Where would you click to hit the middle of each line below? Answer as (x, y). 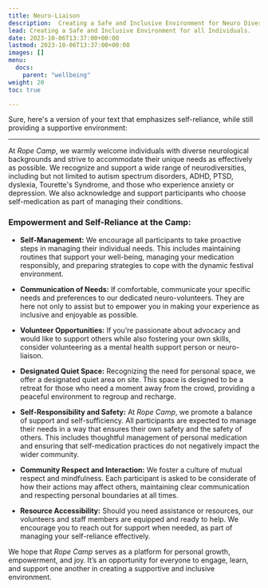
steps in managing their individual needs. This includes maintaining (130, 248)
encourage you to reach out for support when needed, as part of (126, 527)
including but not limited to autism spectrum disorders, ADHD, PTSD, (121, 176)
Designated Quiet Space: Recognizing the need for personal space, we (138, 371)
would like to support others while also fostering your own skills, (125, 338)
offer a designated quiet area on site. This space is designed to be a (132, 379)
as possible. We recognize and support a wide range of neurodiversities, (128, 168)
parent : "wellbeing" (57, 75)
